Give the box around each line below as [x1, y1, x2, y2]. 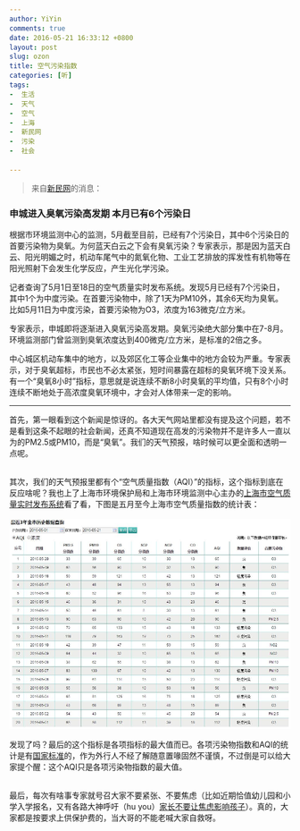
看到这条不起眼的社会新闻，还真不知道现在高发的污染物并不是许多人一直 [16, 426, 283, 437]
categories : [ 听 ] [9, 72, 73, 81]
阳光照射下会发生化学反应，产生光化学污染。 [9, 263, 174, 274]
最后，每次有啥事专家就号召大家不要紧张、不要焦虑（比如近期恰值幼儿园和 [9, 790, 283, 801]
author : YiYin [9, 14, 62, 23]
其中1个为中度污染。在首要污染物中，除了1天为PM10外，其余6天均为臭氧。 [9, 293, 284, 304]
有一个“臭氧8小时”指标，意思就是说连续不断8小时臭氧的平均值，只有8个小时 [9, 376, 289, 386]
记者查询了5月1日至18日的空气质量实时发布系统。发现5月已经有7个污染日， [9, 282, 285, 293]
